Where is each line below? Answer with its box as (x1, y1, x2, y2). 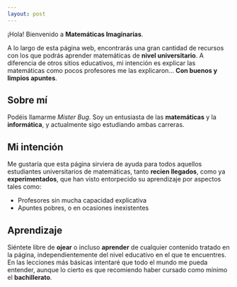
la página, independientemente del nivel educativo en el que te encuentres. (7, 251, 226, 259)
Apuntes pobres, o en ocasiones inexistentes (17, 203, 149, 213)
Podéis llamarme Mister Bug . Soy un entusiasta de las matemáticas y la (7, 113, 217, 121)
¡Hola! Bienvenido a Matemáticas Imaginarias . (7, 30, 144, 38)
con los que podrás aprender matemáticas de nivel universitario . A (7, 51, 204, 60)
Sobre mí (7, 94, 48, 106)
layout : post (7, 10, 46, 18)
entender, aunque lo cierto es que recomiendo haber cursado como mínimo (7, 266, 228, 274)
